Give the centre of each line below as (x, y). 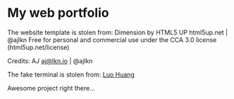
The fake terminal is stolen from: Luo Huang (71, 74)
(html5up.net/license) (38, 47)
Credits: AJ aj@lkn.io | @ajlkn (50, 60)
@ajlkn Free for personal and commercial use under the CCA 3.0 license (112, 39)
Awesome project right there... (51, 88)
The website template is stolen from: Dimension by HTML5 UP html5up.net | (118, 32)
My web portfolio (58, 13)
